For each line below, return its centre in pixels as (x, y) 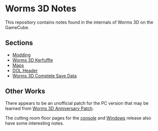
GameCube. (17, 27)
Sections (19, 43)
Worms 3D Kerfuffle (33, 60)
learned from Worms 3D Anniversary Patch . (49, 108)
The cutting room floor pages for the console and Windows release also (78, 118)
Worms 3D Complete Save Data (44, 76)
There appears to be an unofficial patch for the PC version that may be (77, 103)
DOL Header (25, 70)
